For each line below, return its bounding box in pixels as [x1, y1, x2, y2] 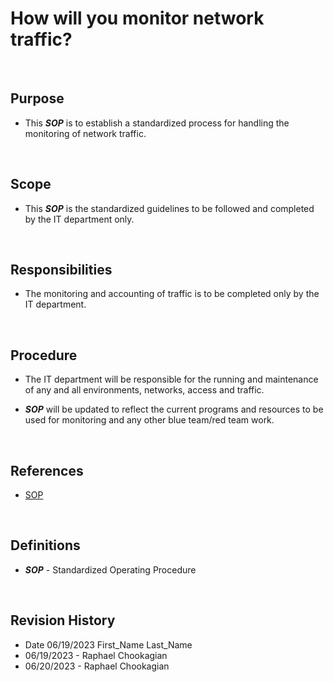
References [10, 462, 84, 479]
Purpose [10, 90, 65, 107]
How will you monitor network [10, 7, 265, 30]
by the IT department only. [24, 213, 135, 225]
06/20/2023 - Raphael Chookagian [24, 660, 170, 672]
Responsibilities [10, 261, 113, 278]
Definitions [10, 537, 81, 554]
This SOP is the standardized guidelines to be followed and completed [24, 202, 315, 214]
